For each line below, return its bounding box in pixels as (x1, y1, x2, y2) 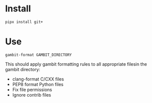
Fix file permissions (12, 87, 52, 93)
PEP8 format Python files (12, 81, 63, 87)
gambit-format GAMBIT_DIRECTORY (5, 52, 72, 57)
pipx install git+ (5, 19, 43, 24)
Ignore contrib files (12, 92, 51, 98)
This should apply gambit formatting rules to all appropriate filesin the (5, 61, 147, 67)
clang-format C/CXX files (12, 76, 64, 82)
